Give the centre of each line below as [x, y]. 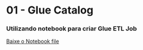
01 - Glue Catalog [50, 10]
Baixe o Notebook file [33, 41]
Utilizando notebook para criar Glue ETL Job [72, 29]
